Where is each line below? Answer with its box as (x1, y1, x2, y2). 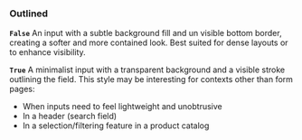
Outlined (9, 7, 48, 20)
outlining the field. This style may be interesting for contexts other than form (9, 74, 294, 85)
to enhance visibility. (9, 47, 86, 58)
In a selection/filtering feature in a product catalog (22, 120, 210, 131)
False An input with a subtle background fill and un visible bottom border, (9, 28, 282, 39)
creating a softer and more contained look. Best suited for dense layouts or (9, 37, 288, 48)
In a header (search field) (22, 111, 118, 122)
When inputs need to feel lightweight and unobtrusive (22, 101, 223, 112)
